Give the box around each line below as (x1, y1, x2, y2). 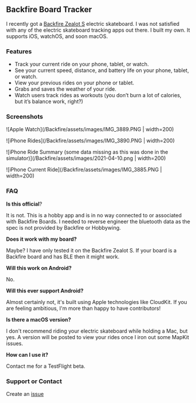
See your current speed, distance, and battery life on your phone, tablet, (14, 67, 189, 74)
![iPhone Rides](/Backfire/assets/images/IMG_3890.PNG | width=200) (6, 137, 175, 144)
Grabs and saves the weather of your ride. (14, 86, 117, 93)
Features (6, 47, 32, 55)
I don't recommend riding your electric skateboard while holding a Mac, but (6, 327, 188, 334)
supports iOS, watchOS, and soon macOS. (6, 32, 108, 40)
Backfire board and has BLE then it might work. (6, 253, 120, 260)
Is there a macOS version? (6, 316, 71, 323)
